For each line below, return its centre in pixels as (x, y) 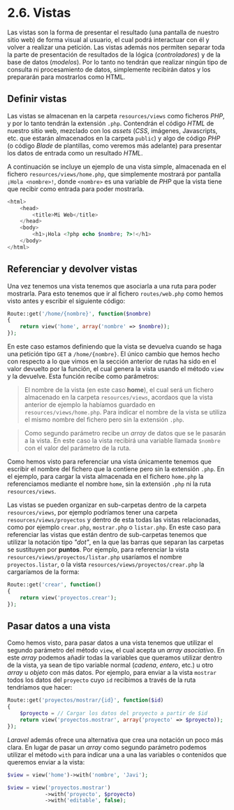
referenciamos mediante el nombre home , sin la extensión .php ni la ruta (109, 484)
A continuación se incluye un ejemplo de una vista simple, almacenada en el (117, 167)
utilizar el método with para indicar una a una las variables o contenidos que (117, 755)
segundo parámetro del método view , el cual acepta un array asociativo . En (116, 650)
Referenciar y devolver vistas (72, 269)
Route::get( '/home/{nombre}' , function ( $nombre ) (79, 314)
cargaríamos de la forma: (43, 572)
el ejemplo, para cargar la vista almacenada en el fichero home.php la (105, 477)
